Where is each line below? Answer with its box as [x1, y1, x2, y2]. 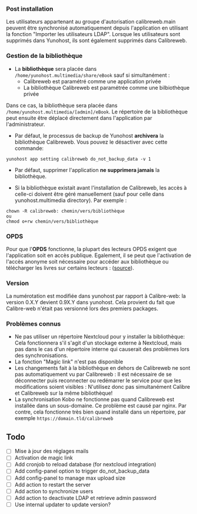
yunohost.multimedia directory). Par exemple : [14, 197, 127, 204]
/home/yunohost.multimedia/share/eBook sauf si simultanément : [14, 71, 171, 79]
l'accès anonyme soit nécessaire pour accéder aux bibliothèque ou [6, 258, 169, 265]
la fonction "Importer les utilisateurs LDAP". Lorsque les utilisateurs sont [6, 31, 181, 38]
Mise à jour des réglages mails [14, 448, 89, 455]
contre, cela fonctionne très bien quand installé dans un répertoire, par [14, 408, 186, 415]
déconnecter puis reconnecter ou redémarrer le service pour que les [14, 377, 181, 384]
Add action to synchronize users [14, 487, 94, 495]
